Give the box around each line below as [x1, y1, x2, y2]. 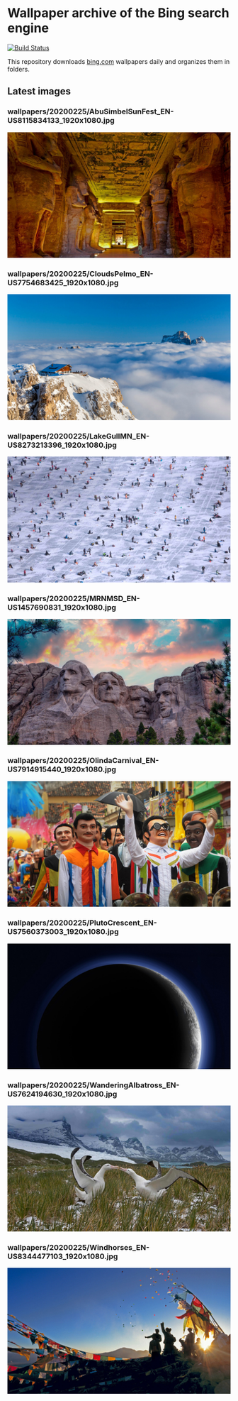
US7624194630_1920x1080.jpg [7, 1089, 118, 1099]
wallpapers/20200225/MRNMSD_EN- [7, 593, 140, 603]
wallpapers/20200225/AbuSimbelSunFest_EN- [7, 106, 174, 116]
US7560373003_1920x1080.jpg [7, 927, 119, 937]
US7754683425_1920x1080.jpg [7, 278, 119, 288]
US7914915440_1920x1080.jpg [7, 764, 117, 774]
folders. [7, 65, 30, 73]
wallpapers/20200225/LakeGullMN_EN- [7, 431, 150, 441]
